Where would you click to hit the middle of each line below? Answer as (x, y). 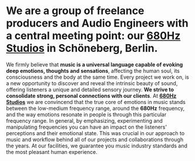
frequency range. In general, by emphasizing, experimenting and (85, 120)
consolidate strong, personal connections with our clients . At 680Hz (91, 96)
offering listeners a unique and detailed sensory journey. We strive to (90, 89)
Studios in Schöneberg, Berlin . (82, 48)
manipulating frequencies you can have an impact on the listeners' (87, 127)
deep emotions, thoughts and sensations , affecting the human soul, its (93, 71)
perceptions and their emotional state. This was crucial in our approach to (95, 133)
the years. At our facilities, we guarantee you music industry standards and (97, 146)
